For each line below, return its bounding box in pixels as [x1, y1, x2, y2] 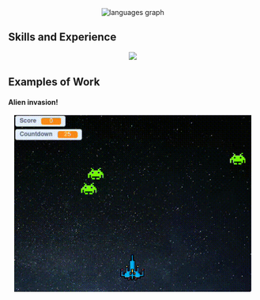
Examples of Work [8, 75, 100, 89]
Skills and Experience [8, 31, 117, 44]
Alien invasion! [8, 97, 58, 107]
